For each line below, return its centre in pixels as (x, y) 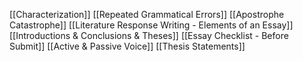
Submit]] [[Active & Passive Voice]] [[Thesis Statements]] (127, 46)
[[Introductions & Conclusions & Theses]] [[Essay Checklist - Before (149, 35)
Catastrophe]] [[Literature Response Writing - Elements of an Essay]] (151, 25)
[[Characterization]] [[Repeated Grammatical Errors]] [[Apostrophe (147, 14)
